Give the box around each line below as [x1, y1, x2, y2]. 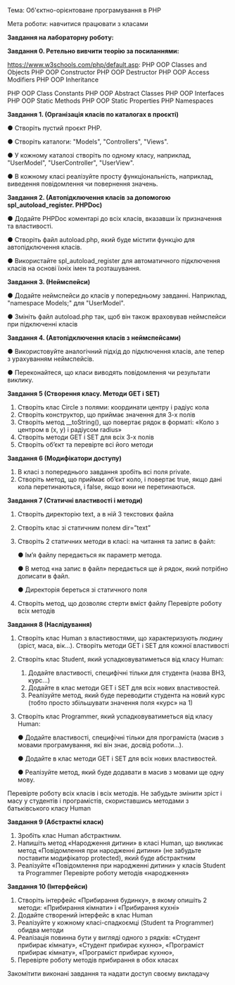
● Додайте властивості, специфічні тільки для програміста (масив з [17, 733, 224, 742]
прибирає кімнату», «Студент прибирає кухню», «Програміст [17, 941, 204, 949]
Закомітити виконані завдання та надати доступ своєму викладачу [7, 970, 210, 977]
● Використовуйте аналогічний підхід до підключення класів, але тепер [7, 348, 225, 355]
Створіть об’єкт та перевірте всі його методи [17, 440, 153, 449]
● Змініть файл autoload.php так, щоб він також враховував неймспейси [7, 312, 227, 321]
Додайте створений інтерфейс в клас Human [17, 911, 153, 919]
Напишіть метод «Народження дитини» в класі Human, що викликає [17, 839, 224, 847]
